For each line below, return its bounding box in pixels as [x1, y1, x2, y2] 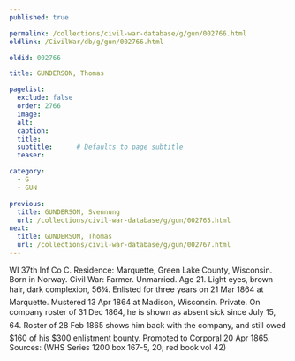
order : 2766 [17, 102, 62, 111]
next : [9, 224, 29, 233]
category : [9, 167, 46, 176]
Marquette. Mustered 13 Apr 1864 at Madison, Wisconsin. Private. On [9, 296, 261, 307]
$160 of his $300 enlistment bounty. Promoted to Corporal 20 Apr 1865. [9, 333, 271, 343]
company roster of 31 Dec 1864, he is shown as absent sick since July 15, [9, 306, 276, 317]
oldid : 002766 [9, 53, 62, 62]
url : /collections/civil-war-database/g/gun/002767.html [17, 241, 231, 250]
